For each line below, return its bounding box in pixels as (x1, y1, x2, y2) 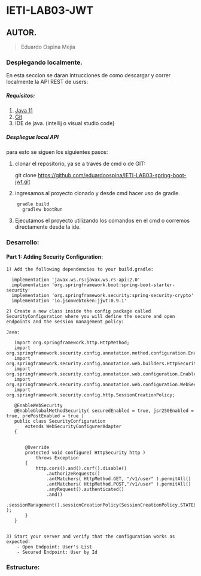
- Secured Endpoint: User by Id (17, 549, 98, 556)
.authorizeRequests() (46, 471, 100, 477)
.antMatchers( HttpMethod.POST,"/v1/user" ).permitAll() (46, 481, 191, 487)
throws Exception (35, 455, 79, 461)
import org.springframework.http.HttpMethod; (14, 339, 130, 346)
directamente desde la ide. (14, 223, 81, 231)
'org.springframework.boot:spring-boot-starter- (51, 282, 175, 288)
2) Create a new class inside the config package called (6, 308, 151, 314)
